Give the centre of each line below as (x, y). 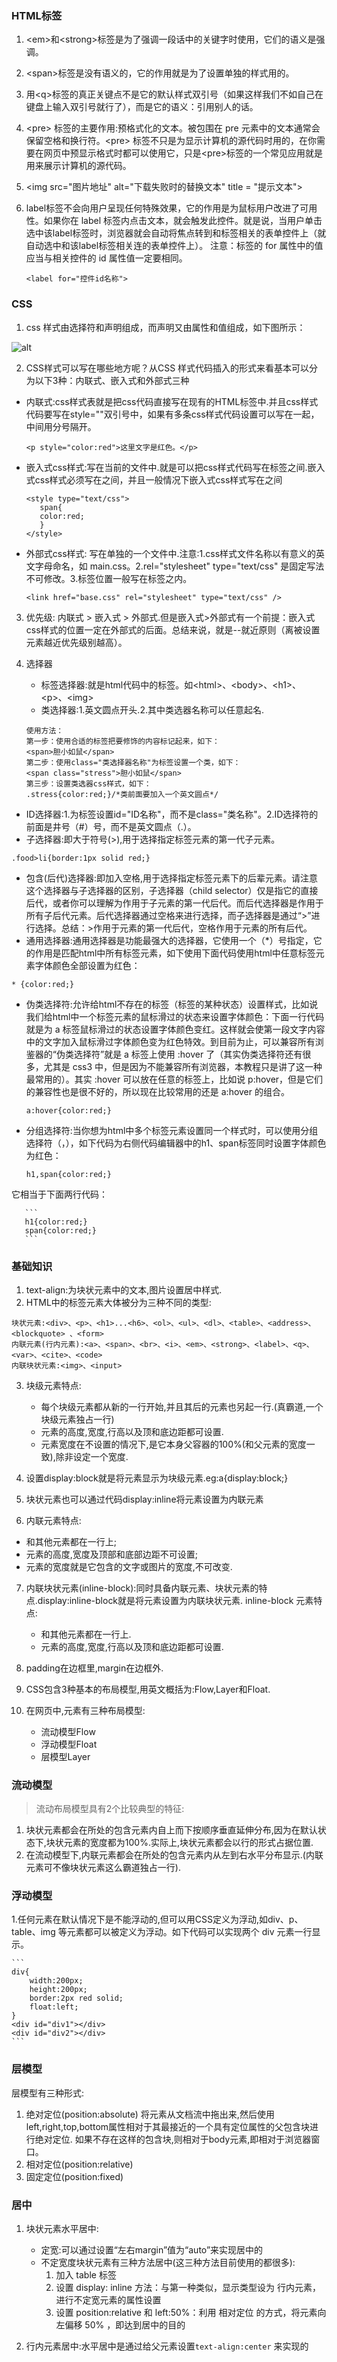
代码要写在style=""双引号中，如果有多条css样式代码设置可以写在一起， (172, 414)
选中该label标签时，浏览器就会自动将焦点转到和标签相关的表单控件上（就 (176, 233)
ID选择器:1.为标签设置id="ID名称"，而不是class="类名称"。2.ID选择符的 (172, 814)
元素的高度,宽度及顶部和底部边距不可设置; (112, 1554)
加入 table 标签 (86, 2275)
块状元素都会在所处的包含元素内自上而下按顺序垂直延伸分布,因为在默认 (171, 1830)
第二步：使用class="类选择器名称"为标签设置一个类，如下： (133, 762)
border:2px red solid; (76, 1998)
